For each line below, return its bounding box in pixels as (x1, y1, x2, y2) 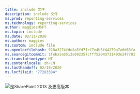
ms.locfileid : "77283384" (5, 70, 57, 75)
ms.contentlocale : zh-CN (5, 61, 55, 66)
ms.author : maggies (5, 39, 45, 43)
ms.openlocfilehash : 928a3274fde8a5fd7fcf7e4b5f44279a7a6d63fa (5, 47, 136, 52)
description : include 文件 (5, 12, 58, 16)
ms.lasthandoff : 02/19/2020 (5, 66, 62, 70)
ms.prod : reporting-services (5, 16, 64, 21)
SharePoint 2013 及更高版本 (14, 83, 69, 89)
